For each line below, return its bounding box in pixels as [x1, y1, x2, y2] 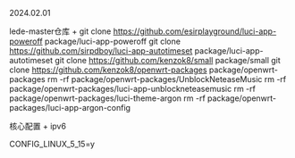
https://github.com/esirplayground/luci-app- [113, 26, 277, 37]
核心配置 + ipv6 [9, 121, 67, 131]
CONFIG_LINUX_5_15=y [9, 138, 96, 149]
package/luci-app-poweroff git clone [44, 36, 181, 46]
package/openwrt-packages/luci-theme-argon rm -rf [9, 93, 206, 104]
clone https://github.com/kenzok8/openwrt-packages [9, 64, 207, 75]
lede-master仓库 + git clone [9, 26, 112, 37]
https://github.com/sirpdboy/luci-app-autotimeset [9, 46, 193, 56]
